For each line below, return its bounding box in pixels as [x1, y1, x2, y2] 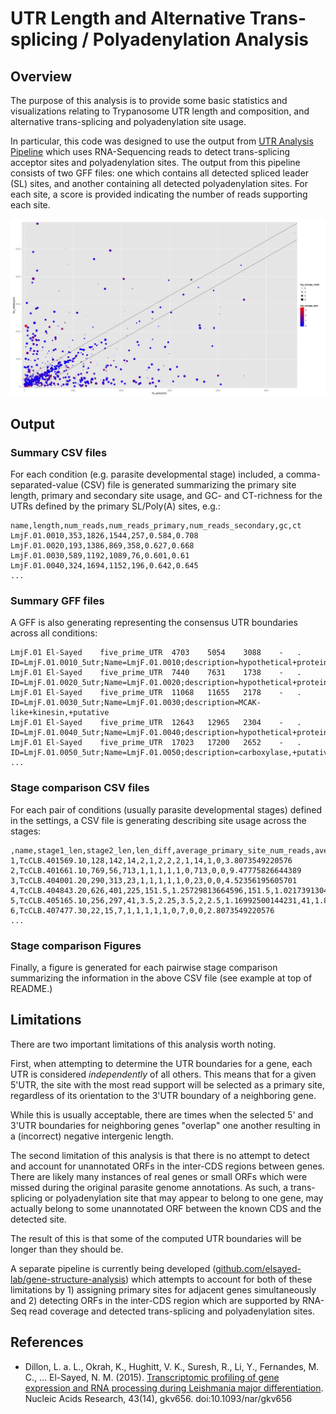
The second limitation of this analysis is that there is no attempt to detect [10, 1149, 310, 1161]
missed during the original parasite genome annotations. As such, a [10, 1181, 289, 1193]
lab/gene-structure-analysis [10, 1273, 126, 1285]
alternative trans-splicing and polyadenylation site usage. [10, 116, 247, 127]
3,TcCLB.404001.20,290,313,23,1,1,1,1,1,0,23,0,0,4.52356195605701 [10, 875, 298, 886]
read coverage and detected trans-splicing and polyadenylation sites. [28, 1305, 315, 1317]
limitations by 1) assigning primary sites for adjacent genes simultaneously [10, 1283, 317, 1296]
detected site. [10, 1213, 67, 1225]
